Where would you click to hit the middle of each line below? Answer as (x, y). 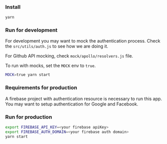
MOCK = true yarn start (28, 75)
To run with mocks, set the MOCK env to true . (51, 65)
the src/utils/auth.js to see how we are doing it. (57, 46)
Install (13, 7)
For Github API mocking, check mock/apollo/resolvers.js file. (69, 56)
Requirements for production (41, 87)
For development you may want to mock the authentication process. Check (83, 41)
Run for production (29, 117)
